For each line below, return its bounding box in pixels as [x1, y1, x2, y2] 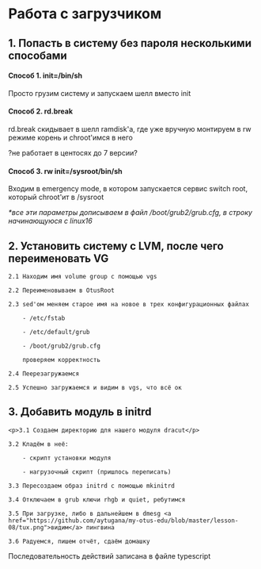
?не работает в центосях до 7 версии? [8, 148, 138, 157]
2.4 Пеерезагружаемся [8, 370, 80, 378]
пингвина [85, 523, 115, 532]
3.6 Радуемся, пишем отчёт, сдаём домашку [8, 537, 150, 545]
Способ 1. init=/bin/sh [8, 71, 83, 80]
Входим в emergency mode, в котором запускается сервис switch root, [8, 184, 248, 194]
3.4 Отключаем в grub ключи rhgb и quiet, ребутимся [8, 495, 186, 504]
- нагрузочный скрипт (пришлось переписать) [22, 467, 172, 476]
